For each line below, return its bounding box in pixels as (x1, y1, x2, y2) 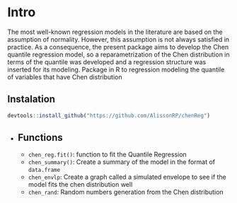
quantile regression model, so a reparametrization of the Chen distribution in (7, 50, 230, 59)
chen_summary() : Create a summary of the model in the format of (28, 158, 216, 166)
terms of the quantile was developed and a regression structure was (7, 57, 207, 66)
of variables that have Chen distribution (7, 72, 122, 81)
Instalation (7, 93, 55, 105)
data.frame (28, 167, 61, 174)
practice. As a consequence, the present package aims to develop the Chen (7, 42, 229, 51)
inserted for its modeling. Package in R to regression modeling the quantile (7, 65, 225, 74)
